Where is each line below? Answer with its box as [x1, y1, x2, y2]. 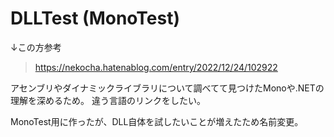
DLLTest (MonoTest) [10, 7, 180, 30]
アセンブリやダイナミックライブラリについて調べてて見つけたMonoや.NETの [10, 82, 325, 94]
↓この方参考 [10, 41, 62, 53]
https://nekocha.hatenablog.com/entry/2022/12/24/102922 [34, 61, 278, 73]
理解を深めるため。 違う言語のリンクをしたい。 [10, 94, 206, 106]
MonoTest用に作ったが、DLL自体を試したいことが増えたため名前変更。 [10, 115, 304, 127]
